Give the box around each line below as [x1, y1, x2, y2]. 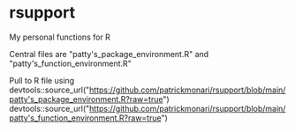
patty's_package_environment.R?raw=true [9, 93, 163, 104]
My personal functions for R [9, 32, 110, 42]
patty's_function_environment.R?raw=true [9, 113, 162, 123]
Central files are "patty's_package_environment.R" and [9, 48, 209, 59]
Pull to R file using [9, 75, 75, 85]
